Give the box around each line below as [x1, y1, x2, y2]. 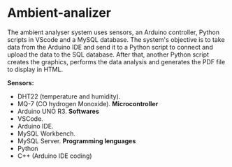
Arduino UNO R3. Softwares [17, 107, 99, 115]
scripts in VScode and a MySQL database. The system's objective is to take [7, 35, 225, 43]
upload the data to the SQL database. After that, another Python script [7, 50, 210, 59]
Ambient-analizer [7, 5, 112, 21]
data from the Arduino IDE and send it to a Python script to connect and [7, 43, 213, 51]
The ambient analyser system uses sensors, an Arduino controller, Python [7, 28, 220, 36]
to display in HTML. [7, 65, 64, 73]
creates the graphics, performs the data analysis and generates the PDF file [7, 57, 226, 66]
